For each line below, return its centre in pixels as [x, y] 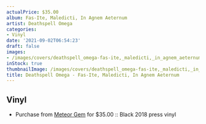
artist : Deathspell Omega [39, 23]
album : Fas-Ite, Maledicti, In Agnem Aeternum [67, 18]
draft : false [23, 47]
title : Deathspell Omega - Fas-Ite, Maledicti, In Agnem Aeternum [93, 75]
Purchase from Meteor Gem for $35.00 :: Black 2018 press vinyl [96, 115]
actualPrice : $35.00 [33, 12]
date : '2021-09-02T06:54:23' [44, 41]
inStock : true [25, 63]
